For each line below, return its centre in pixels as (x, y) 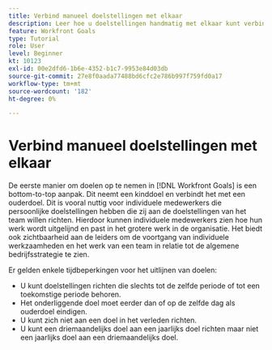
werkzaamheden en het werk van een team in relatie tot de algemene (124, 246)
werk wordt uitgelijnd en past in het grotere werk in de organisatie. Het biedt (136, 228)
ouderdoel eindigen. (53, 312)
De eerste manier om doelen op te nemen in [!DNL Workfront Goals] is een (133, 186)
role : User (27, 46)
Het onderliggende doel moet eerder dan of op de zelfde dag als (127, 303)
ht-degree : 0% (32, 99)
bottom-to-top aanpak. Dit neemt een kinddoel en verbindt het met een (127, 194)
